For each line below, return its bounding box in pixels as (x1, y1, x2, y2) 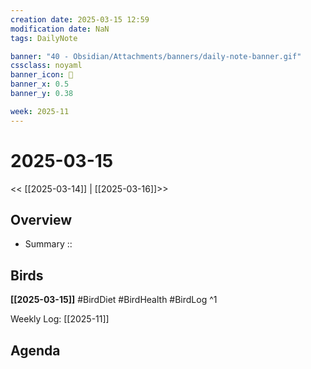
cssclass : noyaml (10, 61, 83, 71)
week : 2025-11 (10, 106, 70, 116)
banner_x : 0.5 (10, 79, 70, 90)
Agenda (10, 342, 61, 359)
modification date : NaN (10, 24, 110, 34)
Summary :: (24, 238, 73, 250)
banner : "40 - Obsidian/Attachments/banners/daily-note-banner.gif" (10, 51, 302, 61)
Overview (10, 211, 73, 228)
